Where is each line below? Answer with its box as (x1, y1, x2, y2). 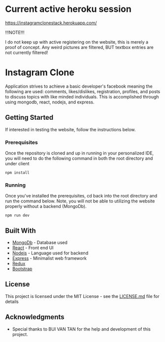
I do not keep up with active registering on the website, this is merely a (5, 39, 149, 45)
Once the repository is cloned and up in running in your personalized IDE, (5, 150, 154, 156)
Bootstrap (12, 266, 33, 272)
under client (5, 160, 30, 166)
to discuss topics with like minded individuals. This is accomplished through (5, 94, 159, 99)
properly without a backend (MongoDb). (5, 203, 87, 209)
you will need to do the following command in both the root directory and (5, 155, 153, 161)
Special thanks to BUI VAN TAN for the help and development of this (12, 326, 151, 332)
